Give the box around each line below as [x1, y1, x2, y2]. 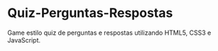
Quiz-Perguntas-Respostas [7, 5, 173, 21]
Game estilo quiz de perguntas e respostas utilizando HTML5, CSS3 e [7, 28, 212, 37]
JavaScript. [7, 35, 41, 44]
